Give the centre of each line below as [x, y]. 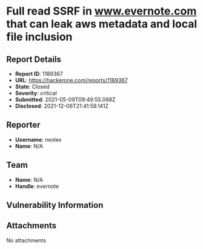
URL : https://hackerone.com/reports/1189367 [72, 80]
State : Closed [32, 87]
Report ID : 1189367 [39, 74]
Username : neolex [38, 139]
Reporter [23, 125]
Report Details [34, 59]
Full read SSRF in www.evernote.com [101, 11]
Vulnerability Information [55, 205]
